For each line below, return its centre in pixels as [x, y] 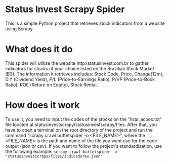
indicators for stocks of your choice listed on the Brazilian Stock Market [80, 68]
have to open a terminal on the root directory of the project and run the [79, 130]
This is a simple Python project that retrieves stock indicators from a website [85, 23]
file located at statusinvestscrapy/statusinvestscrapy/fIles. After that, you [81, 125]
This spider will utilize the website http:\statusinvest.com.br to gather [77, 63]
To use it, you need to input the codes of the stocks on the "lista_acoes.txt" [83, 119]
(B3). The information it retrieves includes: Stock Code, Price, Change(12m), [84, 74]
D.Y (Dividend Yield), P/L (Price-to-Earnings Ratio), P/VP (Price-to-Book [80, 79]
